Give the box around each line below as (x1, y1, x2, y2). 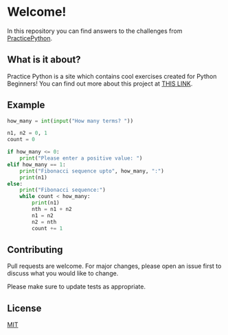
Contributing (7, 244, 63, 256)
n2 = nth (32, 219, 57, 225)
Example (7, 99, 45, 111)
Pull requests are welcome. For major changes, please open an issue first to (7, 262, 222, 271)
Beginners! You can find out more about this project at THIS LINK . (7, 79, 193, 88)
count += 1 (32, 225, 63, 232)
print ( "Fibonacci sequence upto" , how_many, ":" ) (19, 167, 165, 175)
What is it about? (7, 54, 81, 66)
